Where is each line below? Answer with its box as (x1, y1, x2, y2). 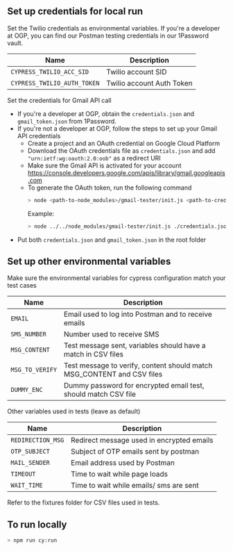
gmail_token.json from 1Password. (17, 117, 116, 125)
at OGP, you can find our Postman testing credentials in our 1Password (7, 31, 209, 40)
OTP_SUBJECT (10, 447, 51, 456)
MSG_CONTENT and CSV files (63, 370, 163, 379)
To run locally (7, 518, 67, 530)
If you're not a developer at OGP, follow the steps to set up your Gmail (17, 124, 217, 133)
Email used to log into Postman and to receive (63, 309, 213, 319)
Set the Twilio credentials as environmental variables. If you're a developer (7, 24, 221, 32)
